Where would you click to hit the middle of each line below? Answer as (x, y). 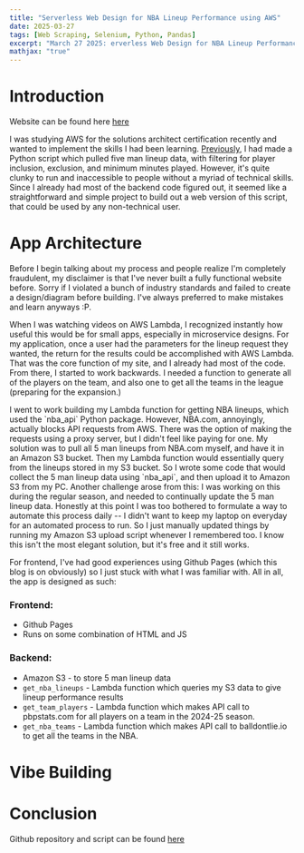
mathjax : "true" (40, 52)
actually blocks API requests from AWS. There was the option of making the (151, 429)
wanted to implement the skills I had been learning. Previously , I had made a (151, 149)
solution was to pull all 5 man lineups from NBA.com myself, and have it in (147, 448)
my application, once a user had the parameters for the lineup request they (149, 344)
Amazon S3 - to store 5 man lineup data (97, 678)
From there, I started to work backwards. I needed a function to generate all (150, 373)
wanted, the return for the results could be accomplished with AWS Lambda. (152, 353)
